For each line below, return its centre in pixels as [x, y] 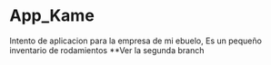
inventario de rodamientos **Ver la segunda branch [107, 50]
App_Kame [52, 16]
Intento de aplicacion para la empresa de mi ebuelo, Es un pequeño [135, 41]
